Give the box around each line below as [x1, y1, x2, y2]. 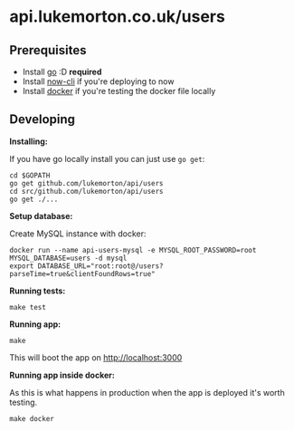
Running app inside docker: [9, 369, 115, 380]
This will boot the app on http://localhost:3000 [9, 351, 183, 363]
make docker [9, 414, 54, 423]
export [9, 261, 34, 271]
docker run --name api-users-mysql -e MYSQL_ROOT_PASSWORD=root [9, 245, 257, 254]
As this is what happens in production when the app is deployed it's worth [9, 387, 285, 397]
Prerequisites [9, 43, 87, 58]
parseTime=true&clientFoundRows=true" [9, 269, 156, 278]
